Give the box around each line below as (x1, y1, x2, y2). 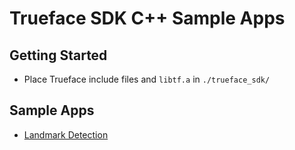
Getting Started (9, 47, 108, 64)
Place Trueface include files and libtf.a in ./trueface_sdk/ (23, 73, 271, 85)
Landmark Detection (23, 128, 109, 141)
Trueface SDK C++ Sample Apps (9, 7, 286, 30)
